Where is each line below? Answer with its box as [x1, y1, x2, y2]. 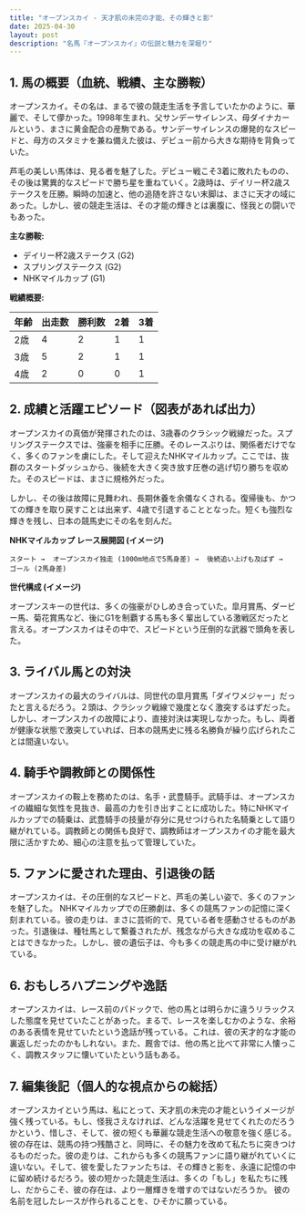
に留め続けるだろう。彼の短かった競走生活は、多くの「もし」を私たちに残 [9, 1172, 289, 1183]
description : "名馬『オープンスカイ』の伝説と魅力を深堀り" [9, 38, 213, 48]
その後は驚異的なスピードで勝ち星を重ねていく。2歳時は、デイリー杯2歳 [9, 177, 283, 188]
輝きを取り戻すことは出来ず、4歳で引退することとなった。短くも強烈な [25, 503, 293, 515]
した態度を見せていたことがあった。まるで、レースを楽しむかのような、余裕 [9, 1015, 296, 1026]
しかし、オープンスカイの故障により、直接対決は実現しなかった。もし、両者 [9, 713, 296, 724]
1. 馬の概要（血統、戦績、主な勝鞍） [9, 75, 213, 90]
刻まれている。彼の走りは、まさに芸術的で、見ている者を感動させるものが [9, 914, 289, 925]
